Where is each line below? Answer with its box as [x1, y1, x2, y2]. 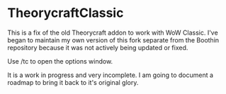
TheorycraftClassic [7, 5, 124, 21]
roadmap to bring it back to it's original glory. [7, 78, 139, 86]
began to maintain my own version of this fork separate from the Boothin [7, 35, 220, 44]
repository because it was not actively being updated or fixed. [7, 43, 188, 52]
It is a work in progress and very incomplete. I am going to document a [7, 71, 214, 79]
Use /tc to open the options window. [7, 57, 113, 65]
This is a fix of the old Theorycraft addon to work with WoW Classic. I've [7, 28, 218, 37]
